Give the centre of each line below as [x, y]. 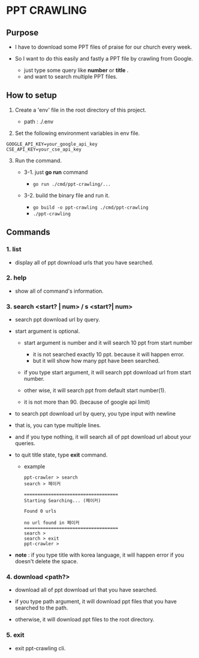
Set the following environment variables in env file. [77, 133]
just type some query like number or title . [76, 70]
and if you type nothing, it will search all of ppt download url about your [103, 437]
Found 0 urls [40, 511]
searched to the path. [41, 608]
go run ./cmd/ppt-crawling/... [72, 184]
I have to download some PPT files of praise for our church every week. [103, 47]
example [34, 467]
